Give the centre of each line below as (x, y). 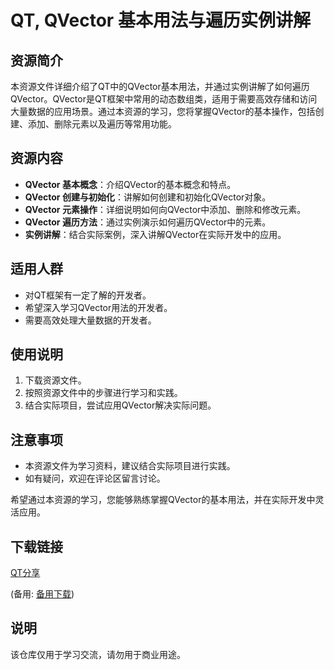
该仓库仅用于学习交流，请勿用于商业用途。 (98, 654)
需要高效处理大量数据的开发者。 (90, 320)
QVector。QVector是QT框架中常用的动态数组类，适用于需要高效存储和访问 (164, 99)
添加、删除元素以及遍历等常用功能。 (102, 124)
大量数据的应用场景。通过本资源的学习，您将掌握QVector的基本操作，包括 (163, 111)
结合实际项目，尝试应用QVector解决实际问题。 (120, 405)
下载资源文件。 (55, 380)
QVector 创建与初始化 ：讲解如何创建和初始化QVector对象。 (148, 197)
